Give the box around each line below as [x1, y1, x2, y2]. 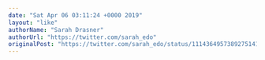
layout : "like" [8, 19, 58, 26]
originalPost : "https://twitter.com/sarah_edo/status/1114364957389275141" [8, 41, 263, 48]
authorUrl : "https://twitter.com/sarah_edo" [8, 33, 157, 41]
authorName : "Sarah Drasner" [8, 26, 104, 34]
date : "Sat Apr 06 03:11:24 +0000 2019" [8, 11, 144, 19]
